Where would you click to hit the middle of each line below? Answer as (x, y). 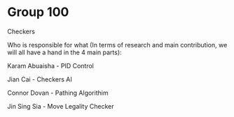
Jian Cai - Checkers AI (40, 79)
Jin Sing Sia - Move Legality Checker (61, 106)
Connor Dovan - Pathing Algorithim (58, 93)
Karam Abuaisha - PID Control (51, 65)
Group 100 (38, 12)
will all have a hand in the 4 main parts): (64, 52)
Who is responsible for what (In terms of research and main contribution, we (117, 45)
